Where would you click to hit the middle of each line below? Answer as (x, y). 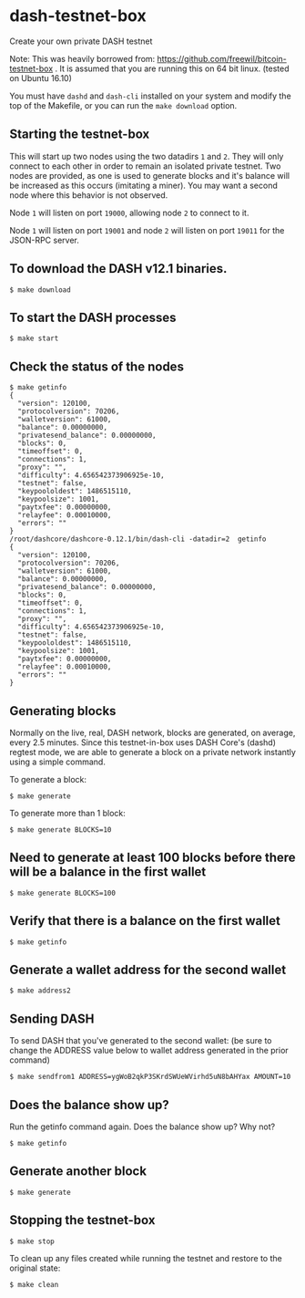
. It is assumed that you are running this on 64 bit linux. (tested (172, 68)
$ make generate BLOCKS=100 (63, 893)
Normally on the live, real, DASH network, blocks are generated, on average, (152, 732)
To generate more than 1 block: (67, 813)
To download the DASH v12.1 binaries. (118, 269)
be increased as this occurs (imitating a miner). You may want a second (143, 185)
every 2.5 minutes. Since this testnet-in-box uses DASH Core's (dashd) (142, 742)
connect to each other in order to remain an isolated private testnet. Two (145, 166)
